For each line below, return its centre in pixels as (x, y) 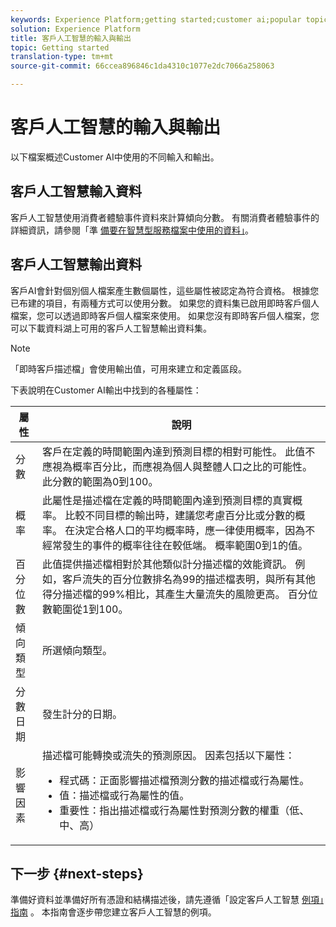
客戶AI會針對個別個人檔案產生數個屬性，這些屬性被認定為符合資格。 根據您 (165, 290)
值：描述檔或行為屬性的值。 (124, 795)
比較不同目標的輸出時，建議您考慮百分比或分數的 (180, 515)
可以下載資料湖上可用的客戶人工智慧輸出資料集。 (111, 328)
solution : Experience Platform (75, 29)
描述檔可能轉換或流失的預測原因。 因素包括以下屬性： (168, 755)
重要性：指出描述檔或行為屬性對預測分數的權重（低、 (184, 810)
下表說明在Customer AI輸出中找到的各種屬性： (106, 390)
